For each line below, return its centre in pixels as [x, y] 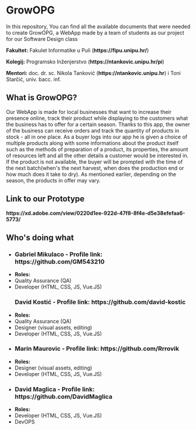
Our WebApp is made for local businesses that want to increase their [89, 111]
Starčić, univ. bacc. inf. [34, 79]
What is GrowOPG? [42, 98]
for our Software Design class [42, 39]
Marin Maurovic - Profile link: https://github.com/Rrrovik [97, 348]
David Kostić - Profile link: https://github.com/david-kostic [100, 302]
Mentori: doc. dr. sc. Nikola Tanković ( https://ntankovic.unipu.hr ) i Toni [94, 73]
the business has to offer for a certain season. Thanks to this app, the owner [98, 124]
